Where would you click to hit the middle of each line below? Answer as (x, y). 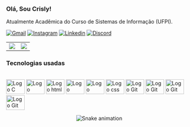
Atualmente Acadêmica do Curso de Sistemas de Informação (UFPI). (89, 22)
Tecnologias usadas (35, 63)
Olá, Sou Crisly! (29, 9)
